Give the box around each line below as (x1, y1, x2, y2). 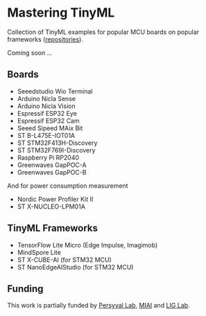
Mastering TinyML (7, 5, 115, 21)
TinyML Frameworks (7, 222, 98, 234)
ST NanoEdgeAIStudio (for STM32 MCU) (17, 263, 134, 271)
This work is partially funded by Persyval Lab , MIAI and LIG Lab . (7, 301, 190, 310)
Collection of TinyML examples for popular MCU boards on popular (7, 28, 200, 36)
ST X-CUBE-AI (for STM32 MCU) (17, 255, 112, 264)
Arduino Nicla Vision (17, 102, 76, 110)
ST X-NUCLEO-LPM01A (17, 202, 85, 211)
